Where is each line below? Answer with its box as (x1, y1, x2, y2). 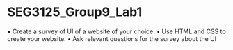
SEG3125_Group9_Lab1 (7, 4, 143, 20)
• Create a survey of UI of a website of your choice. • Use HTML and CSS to (7, 27, 226, 35)
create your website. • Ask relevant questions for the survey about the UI (7, 34, 217, 42)
